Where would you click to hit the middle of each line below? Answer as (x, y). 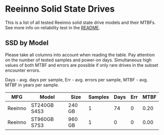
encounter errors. (23, 70)
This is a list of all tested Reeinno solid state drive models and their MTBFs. (81, 22)
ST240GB (42, 105)
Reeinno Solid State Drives (60, 9)
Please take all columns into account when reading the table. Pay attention (80, 55)
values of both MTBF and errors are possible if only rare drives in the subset (82, 65)
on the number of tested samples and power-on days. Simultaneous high (78, 60)
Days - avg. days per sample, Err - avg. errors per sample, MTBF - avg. (76, 79)
